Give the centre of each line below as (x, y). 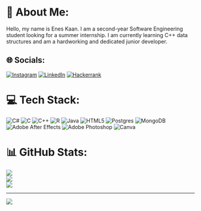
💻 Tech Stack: (43, 100)
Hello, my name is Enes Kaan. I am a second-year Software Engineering (95, 29)
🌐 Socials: (26, 60)
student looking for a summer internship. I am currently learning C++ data (97, 35)
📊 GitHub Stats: (47, 152)
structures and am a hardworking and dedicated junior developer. (87, 41)
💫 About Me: (38, 12)
